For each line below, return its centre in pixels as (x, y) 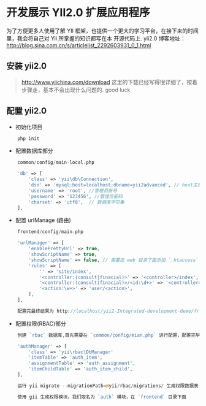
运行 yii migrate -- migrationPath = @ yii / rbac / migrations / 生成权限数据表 (108, 386)
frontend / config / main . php (51, 232)
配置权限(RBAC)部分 (40, 323)
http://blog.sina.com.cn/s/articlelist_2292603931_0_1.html (79, 45)
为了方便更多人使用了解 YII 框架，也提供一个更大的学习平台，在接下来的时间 (102, 31)
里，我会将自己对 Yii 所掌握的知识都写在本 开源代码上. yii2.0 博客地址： (96, 38)
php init (29, 139)
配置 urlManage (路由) (43, 220)
